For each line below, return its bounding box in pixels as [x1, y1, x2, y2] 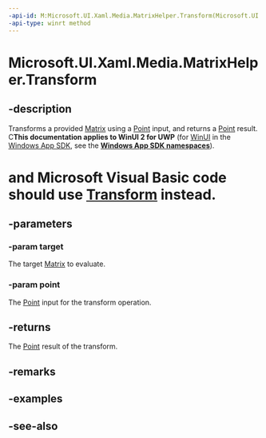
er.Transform [8, 70, 97, 89]
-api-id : [8, 11, 38, 20]
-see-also [8, 419, 58, 432]
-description [8, 102, 72, 116]
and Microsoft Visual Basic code [8, 169, 227, 186]
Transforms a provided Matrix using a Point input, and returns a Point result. [8, 123, 258, 133]
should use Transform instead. [8, 185, 216, 204]
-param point [8, 279, 61, 290]
